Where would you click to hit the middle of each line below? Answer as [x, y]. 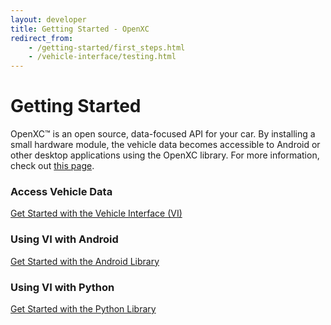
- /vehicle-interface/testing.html [102, 57]
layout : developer [48, 19]
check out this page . [52, 166]
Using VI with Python [62, 287]
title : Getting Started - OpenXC [80, 29]
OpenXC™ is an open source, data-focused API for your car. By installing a [163, 134]
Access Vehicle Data [61, 191]
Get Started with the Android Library [85, 261]
